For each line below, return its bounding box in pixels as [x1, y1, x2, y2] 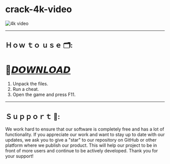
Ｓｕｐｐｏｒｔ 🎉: [5, 112, 60, 121]
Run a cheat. [12, 86, 39, 92]
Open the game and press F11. [12, 91, 76, 97]
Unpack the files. [12, 81, 49, 87]
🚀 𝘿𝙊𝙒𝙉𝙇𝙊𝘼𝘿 [5, 64, 71, 76]
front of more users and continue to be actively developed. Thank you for [5, 148, 158, 154]
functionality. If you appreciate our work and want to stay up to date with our [5, 132, 165, 138]
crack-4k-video [5, 4, 72, 15]
